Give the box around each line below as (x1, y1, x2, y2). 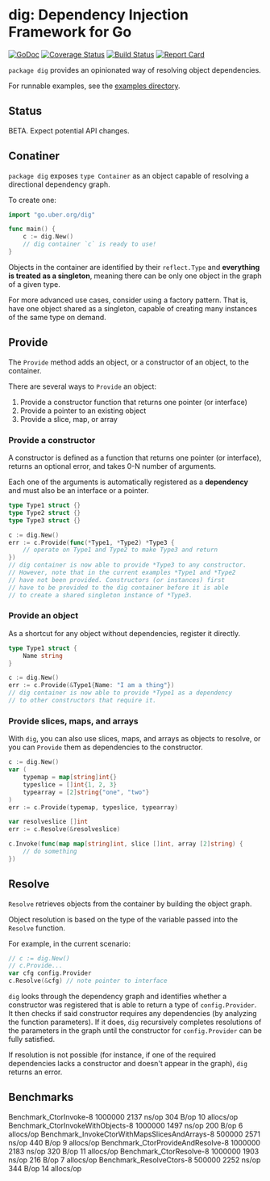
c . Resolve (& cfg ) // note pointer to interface (8, 976, 168, 985)
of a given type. (8, 279, 60, 289)
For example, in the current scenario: (8, 938, 131, 948)
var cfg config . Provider (8, 969, 92, 977)
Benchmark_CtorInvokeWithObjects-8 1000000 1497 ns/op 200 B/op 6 (8, 1120, 243, 1130)
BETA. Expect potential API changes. (8, 125, 131, 135)
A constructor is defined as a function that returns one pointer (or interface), (8, 453, 262, 462)
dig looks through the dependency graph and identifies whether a (8, 992, 227, 1002)
